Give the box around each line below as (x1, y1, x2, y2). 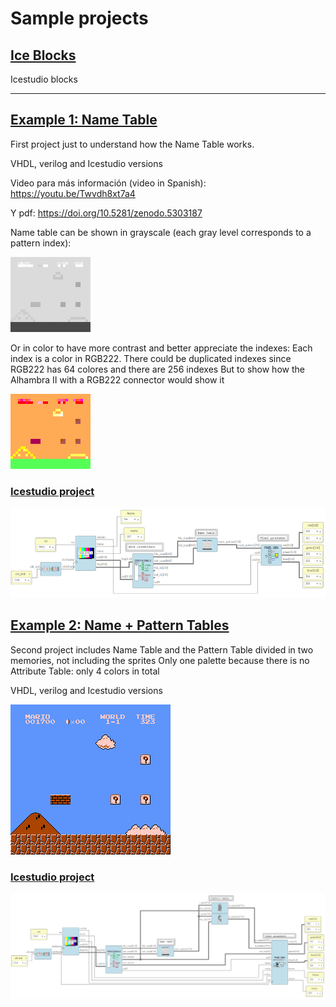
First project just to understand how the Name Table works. (10, 138, 255, 150)
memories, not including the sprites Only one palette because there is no (10, 654, 310, 666)
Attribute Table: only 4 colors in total (10, 665, 160, 677)
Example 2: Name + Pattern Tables (10, 617, 230, 634)
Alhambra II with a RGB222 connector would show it (10, 373, 225, 386)
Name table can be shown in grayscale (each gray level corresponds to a (10, 226, 312, 238)
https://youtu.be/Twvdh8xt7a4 (10, 187, 136, 199)
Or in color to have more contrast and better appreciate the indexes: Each (10, 342, 313, 354)
